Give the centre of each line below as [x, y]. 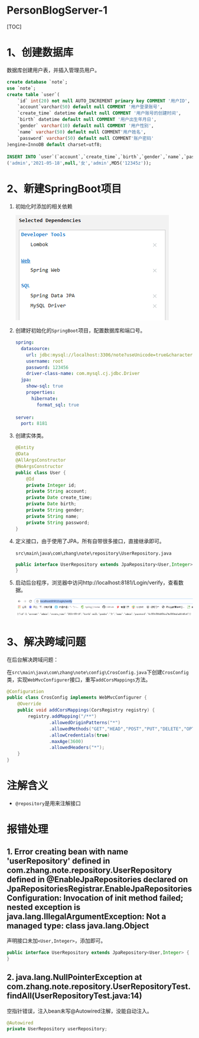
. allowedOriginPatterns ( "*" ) [84, 723]
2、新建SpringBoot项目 [64, 189]
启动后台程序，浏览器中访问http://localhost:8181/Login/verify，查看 [97, 583]
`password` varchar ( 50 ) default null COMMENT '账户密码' [86, 138]
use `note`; [21, 88]
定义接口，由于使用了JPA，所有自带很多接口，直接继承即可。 [90, 541]
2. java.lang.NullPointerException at [74, 977]
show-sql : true [45, 386]
